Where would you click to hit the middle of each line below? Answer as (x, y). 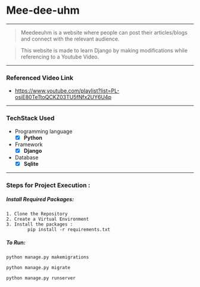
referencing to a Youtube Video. (60, 57)
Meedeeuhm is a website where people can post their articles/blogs (104, 32)
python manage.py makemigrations (48, 257)
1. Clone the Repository (37, 214)
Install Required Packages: (40, 199)
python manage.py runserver (41, 278)
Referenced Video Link (40, 78)
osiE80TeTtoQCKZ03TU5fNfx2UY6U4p (63, 97)
